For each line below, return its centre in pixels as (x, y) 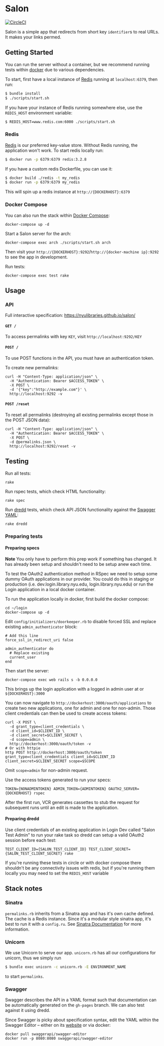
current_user (23, 657)
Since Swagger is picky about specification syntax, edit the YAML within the (82, 1020)
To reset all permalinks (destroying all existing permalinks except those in (79, 415)
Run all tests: (18, 473)
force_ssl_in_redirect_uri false (39, 640)
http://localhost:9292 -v (36, 394)
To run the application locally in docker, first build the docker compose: (77, 599)
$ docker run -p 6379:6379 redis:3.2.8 (46, 159)
